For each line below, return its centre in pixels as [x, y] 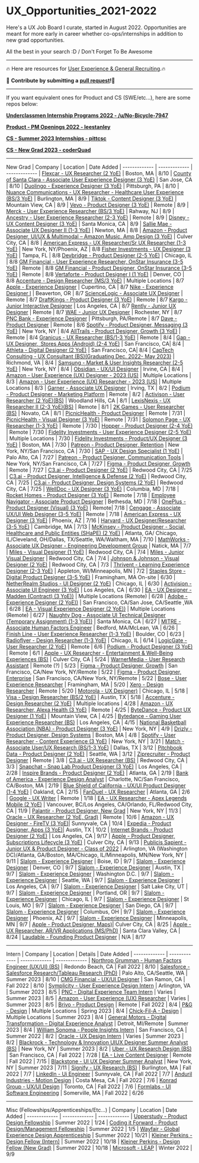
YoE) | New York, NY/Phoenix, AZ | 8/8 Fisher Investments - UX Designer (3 [99, 249]
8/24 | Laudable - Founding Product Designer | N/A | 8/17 [76, 937]
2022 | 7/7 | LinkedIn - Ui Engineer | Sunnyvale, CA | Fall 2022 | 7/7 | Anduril [99, 1074]
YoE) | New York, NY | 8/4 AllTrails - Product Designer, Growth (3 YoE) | [93, 331]
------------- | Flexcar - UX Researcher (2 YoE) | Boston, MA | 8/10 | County [99, 173]
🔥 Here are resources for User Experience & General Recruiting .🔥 [86, 68]
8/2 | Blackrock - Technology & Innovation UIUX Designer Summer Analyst [97, 1042]
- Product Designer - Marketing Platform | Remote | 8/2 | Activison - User [95, 394]
